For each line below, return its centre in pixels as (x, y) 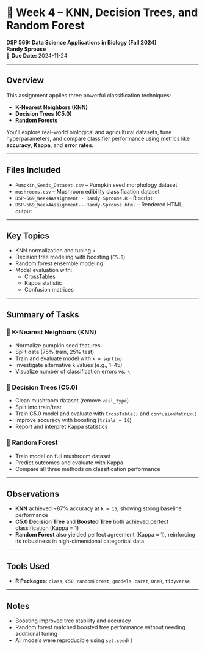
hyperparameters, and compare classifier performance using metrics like (98, 138)
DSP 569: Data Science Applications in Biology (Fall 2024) (81, 42)
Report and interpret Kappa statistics (61, 427)
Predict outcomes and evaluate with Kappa (69, 463)
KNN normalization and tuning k (55, 251)
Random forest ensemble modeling (59, 263)
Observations (33, 494)
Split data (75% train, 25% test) (55, 352)
